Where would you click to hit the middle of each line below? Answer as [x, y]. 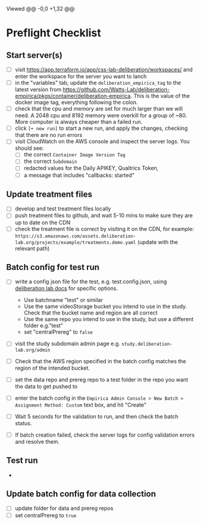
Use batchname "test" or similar [63, 300]
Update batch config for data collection [81, 494]
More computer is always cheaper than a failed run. [79, 122]
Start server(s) [34, 55]
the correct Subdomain [50, 161]
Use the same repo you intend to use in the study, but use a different [109, 319]
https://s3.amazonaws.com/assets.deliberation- [75, 236]
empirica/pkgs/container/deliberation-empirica [73, 96]
